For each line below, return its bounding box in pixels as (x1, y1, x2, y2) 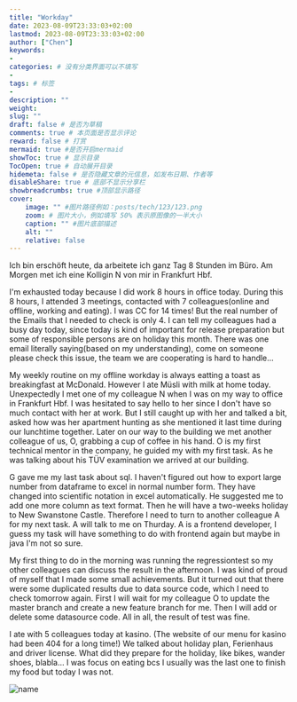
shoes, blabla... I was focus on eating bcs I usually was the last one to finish (9, 658, 286, 668)
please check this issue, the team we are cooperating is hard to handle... (9, 352, 275, 364)
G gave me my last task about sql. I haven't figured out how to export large (9, 472, 282, 483)
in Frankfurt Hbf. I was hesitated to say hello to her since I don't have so (9, 398, 272, 409)
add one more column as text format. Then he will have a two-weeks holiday (9, 501, 289, 511)
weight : (9, 104, 38, 113)
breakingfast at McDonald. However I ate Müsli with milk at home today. (9, 379, 271, 390)
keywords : (9, 46, 46, 55)
